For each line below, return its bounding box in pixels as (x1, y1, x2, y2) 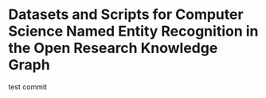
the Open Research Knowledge (8, 40, 218, 57)
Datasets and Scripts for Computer (8, 6, 244, 24)
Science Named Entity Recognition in (8, 22, 259, 40)
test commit (8, 81, 48, 92)
